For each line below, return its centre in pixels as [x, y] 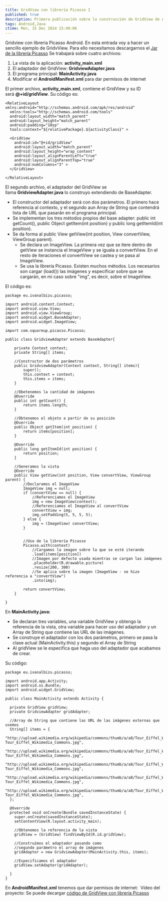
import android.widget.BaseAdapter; [43, 318]
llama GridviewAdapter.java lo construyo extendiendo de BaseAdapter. [79, 192]
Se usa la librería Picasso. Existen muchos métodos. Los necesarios [90, 266]
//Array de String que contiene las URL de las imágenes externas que [85, 721]
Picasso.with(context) [47, 546]
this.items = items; [44, 379]
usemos [12, 725]
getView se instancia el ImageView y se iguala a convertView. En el [89, 250]
